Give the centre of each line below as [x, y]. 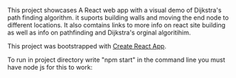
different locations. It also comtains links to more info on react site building [117, 25]
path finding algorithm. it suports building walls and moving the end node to [118, 18]
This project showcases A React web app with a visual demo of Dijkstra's [114, 10]
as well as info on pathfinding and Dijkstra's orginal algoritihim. [99, 32]
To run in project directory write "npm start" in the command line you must [116, 60]
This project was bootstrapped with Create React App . [87, 46]
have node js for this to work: [50, 67]
